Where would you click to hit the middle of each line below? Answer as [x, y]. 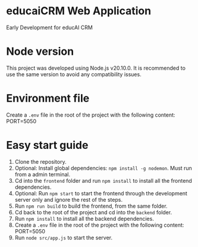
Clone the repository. [40, 161]
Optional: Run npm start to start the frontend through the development [101, 193]
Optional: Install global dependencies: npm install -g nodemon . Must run [103, 168]
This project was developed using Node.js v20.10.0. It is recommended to [96, 68]
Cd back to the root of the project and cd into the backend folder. [93, 212]
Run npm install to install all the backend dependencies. [84, 218]
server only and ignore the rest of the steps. [69, 199]
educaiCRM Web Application [79, 11]
